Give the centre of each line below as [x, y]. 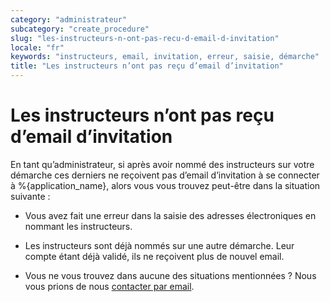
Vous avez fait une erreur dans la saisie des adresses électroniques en [170, 215]
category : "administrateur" [69, 19]
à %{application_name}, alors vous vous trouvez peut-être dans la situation [165, 185]
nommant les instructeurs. [78, 226]
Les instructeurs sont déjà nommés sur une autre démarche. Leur [159, 245]
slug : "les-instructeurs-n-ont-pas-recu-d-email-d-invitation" [145, 38]
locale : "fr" [37, 47]
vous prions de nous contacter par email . [109, 286]
